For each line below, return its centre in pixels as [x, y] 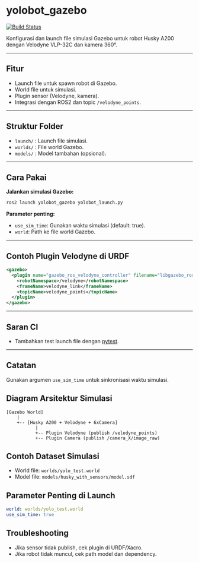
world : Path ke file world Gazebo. [55, 232]
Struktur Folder [35, 126]
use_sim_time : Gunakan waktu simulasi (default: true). [80, 226]
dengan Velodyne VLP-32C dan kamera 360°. [62, 45]
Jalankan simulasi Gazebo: [40, 192]
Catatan [21, 366]
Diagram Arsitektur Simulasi [59, 398]
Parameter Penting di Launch [61, 496]
